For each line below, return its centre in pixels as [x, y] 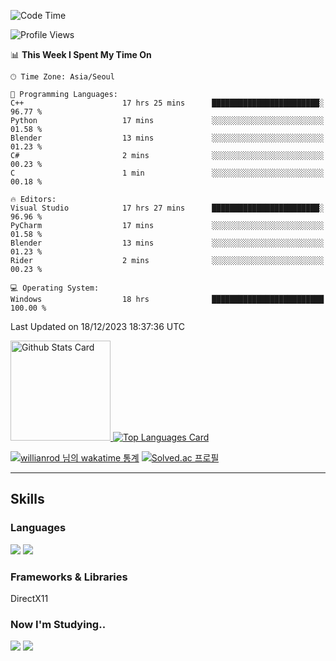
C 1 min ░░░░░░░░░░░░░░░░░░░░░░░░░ [167, 173]
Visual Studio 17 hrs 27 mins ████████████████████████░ [167, 208]
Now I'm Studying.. [58, 624]
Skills [27, 499]
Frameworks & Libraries [69, 577]
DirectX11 [29, 598]
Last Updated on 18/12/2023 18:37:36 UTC [98, 326]
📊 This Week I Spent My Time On [81, 54]
